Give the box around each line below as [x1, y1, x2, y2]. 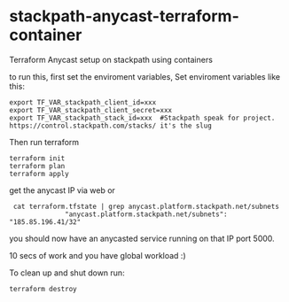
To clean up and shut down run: [9, 267, 126, 278]
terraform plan [9, 161, 66, 170]
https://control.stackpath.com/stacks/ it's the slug [9, 121, 213, 130]
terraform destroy [9, 284, 77, 293]
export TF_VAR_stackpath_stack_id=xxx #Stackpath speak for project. [9, 113, 276, 122]
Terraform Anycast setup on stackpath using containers [9, 54, 213, 65]
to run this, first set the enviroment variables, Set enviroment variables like [9, 71, 281, 81]
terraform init [9, 153, 66, 163]
